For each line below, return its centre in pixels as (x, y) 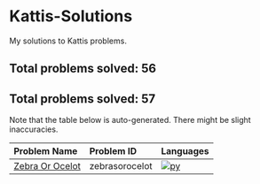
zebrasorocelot (121, 166)
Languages (185, 151)
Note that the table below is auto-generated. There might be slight (130, 120)
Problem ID (113, 151)
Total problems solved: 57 (83, 99)
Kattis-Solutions (71, 16)
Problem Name (46, 151)
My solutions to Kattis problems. (68, 41)
